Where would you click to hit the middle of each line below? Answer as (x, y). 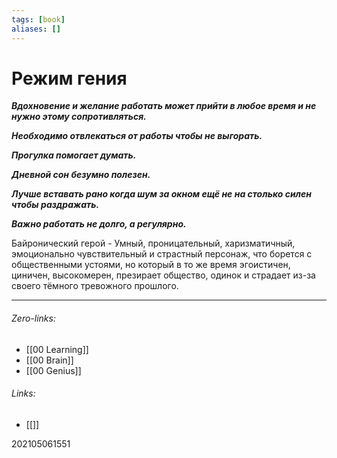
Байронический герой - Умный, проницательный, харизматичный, (153, 243)
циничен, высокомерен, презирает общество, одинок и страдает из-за (163, 275)
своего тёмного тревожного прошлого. (95, 286)
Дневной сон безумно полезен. (81, 175)
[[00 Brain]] (49, 360)
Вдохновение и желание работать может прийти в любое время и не (164, 106)
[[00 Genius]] (53, 370)
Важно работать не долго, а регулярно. (99, 224)
